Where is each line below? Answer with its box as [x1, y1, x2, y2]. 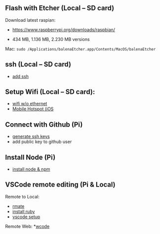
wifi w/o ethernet [12, 101, 47, 107]
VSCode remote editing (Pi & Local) [5, 181, 116, 189]
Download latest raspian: [5, 17, 56, 23]
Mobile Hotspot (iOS [12, 106, 54, 112]
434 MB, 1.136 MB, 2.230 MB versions [12, 36, 90, 42]
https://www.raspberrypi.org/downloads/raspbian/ [12, 27, 115, 33]
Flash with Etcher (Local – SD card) [5, 4, 115, 12]
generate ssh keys [12, 134, 50, 140]
